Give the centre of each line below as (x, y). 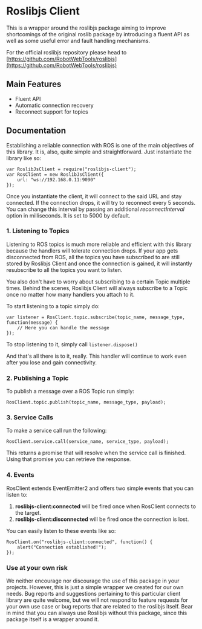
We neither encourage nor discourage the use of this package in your (93, 581)
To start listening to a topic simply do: (53, 306)
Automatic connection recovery (54, 105)
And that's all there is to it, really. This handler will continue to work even (96, 356)
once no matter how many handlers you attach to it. (70, 294)
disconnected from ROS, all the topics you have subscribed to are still (93, 257)
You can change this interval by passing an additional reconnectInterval (95, 209)
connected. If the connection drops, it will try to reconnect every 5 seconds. (101, 202)
